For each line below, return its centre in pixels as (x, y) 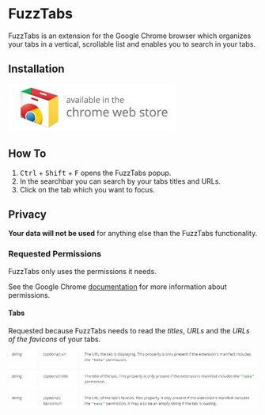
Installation (36, 69)
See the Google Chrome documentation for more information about (117, 287)
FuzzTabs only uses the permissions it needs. (82, 271)
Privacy (28, 214)
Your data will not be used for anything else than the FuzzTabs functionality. (133, 234)
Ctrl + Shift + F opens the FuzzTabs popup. (95, 173)
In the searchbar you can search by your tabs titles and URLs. (120, 181)
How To (27, 154)
